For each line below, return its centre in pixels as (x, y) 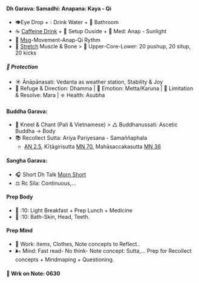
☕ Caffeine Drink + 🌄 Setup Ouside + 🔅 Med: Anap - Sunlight (91, 31)
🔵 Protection (22, 67)
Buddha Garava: (27, 111)
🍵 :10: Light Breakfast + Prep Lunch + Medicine (74, 210)
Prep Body (20, 197)
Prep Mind (20, 230)
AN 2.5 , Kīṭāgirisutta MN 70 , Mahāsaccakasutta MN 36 (93, 147)
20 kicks (26, 53)
